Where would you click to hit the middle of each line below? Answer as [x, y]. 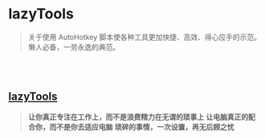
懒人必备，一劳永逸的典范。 [74, 47]
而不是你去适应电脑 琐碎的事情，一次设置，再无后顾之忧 [142, 127]
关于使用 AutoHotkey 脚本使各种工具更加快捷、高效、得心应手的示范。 [144, 37]
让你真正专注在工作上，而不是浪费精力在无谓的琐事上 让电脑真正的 [138, 117]
